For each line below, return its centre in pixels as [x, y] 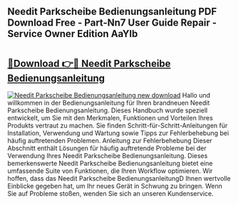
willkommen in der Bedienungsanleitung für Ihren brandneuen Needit [109, 103]
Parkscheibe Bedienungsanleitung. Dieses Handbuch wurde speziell [108, 110]
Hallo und [196, 95]
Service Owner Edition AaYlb [73, 34]
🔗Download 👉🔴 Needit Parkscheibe [89, 63]
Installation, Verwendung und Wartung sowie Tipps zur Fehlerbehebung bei [118, 133]
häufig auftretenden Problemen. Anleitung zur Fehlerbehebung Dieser [110, 141]
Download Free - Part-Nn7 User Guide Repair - [112, 23]
